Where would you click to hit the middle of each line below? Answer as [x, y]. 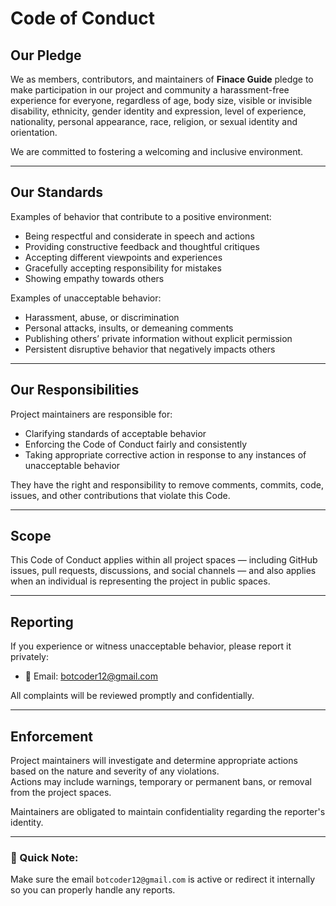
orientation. [34, 132]
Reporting [42, 622]
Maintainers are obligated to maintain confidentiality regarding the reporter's [168, 812]
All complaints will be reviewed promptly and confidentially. [132, 696]
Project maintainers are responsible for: [91, 414]
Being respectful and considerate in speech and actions [139, 236]
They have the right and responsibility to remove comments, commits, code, [167, 484]
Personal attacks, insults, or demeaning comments [129, 328]
